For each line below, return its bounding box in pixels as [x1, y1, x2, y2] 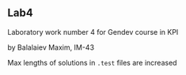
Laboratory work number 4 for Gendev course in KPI [7, 27, 179, 36]
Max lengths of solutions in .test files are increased [7, 58, 177, 67]
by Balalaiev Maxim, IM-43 [7, 43, 95, 52]
